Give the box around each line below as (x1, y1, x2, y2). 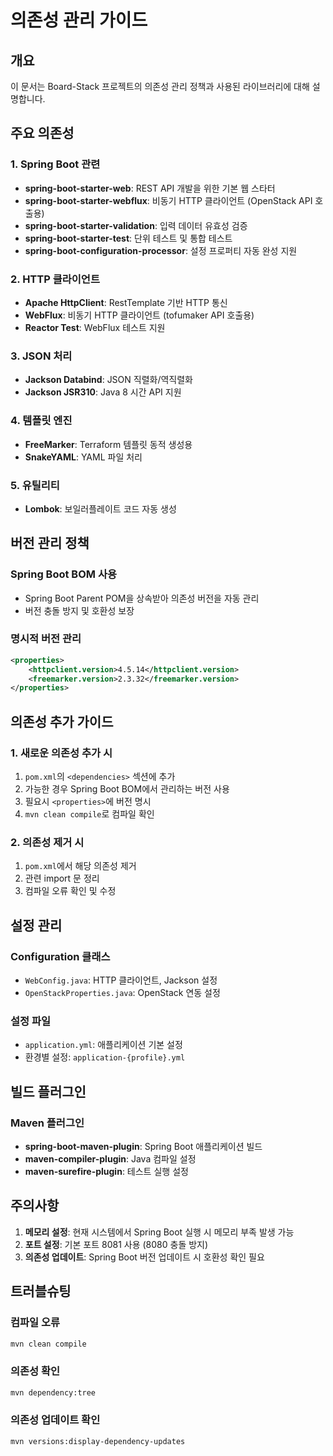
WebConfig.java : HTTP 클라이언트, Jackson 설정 (24, 974, 218, 986)
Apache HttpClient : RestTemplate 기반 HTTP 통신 (24, 296, 228, 308)
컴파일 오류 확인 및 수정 (24, 885, 117, 897)
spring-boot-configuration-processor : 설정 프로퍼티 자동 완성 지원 (24, 244, 298, 256)
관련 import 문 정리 (24, 872, 100, 885)
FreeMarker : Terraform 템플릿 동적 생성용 (24, 438, 193, 450)
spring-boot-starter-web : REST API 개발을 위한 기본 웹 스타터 (24, 182, 276, 194)
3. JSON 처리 (10, 349, 73, 363)
